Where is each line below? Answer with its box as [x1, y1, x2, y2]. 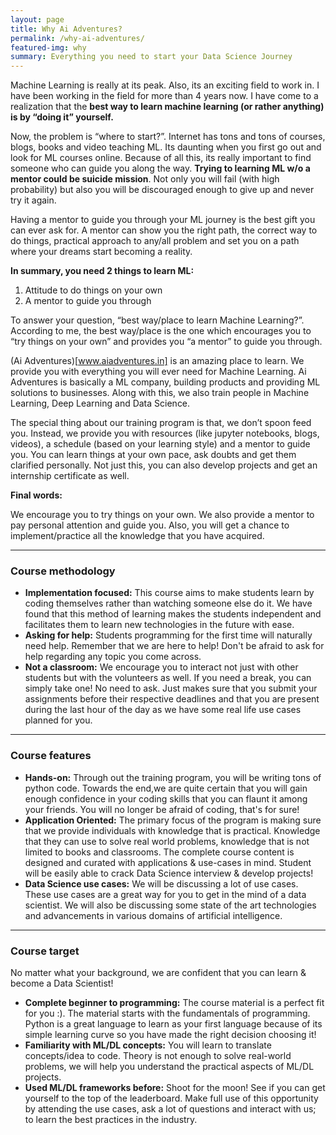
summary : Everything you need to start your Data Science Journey [10, 52, 293, 62]
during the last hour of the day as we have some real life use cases [24, 704, 302, 716]
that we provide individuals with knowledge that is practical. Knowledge [24, 824, 321, 836]
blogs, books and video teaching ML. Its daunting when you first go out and [10, 141, 322, 153]
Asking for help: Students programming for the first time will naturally [24, 629, 313, 641]
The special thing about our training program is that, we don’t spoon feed [10, 417, 312, 429]
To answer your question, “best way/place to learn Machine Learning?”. [10, 314, 305, 326]
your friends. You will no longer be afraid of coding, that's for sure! [24, 803, 300, 815]
